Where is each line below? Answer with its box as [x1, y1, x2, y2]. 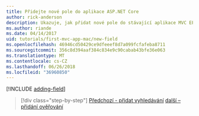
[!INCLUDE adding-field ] [6, 85, 66, 92]
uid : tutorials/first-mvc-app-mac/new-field [6, 36, 118, 42]
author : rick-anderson [6, 14, 62, 20]
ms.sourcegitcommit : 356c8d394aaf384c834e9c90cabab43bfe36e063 [6, 47, 166, 53]
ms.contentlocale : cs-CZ [6, 58, 68, 64]
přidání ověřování [20, 103, 63, 110]
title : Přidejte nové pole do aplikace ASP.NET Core [6, 8, 139, 15]
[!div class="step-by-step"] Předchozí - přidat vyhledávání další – [20, 97, 181, 104]
